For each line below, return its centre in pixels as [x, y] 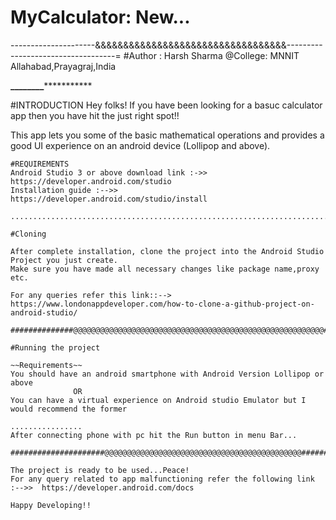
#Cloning [28, 234]
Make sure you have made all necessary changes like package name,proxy [165, 269]
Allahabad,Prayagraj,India [63, 66]
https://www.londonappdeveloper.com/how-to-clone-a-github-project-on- [162, 304]
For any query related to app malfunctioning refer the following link [162, 479]
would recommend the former [69, 409]
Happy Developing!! [51, 505]
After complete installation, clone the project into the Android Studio [167, 251]
